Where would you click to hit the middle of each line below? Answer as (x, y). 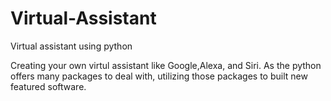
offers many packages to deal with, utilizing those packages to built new (159, 76)
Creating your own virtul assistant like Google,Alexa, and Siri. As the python (166, 65)
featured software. (48, 86)
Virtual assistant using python (71, 46)
